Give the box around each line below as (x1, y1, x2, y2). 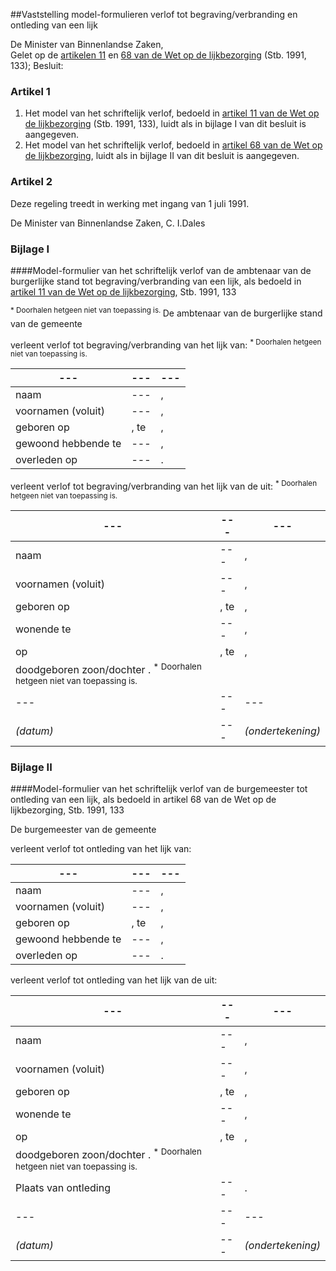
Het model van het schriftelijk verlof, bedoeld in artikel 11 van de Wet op (24, 107, 320, 119)
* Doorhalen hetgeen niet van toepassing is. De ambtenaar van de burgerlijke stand (10, 305, 323, 319)
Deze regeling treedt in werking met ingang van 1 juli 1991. (10, 197, 250, 209)
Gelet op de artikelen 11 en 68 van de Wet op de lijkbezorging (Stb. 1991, (10, 49, 307, 61)
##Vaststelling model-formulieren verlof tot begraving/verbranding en (10, 9, 298, 20)
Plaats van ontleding (15, 1180, 111, 1194)
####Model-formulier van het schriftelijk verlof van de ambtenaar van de (10, 264, 312, 276)
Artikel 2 (10, 175, 53, 189)
